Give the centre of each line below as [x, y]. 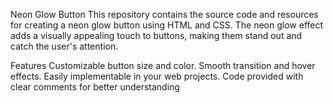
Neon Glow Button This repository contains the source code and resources [164, 14]
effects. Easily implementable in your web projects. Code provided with [157, 76]
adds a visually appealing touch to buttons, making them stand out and [156, 35]
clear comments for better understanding [95, 87]
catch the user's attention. [64, 46]
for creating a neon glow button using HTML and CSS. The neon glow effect [167, 25]
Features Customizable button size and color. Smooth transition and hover [163, 65]
